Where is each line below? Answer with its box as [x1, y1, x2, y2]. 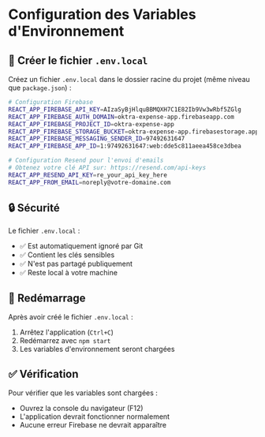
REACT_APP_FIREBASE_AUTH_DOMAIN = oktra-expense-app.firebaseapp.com [8, 113, 235, 121]
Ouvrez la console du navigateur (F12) [19, 404, 144, 413]
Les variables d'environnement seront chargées [19, 345, 175, 354]
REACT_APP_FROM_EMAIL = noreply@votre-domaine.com [8, 178, 171, 186]
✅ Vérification [8, 367, 79, 380]
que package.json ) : [8, 83, 72, 92]
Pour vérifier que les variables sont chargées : [8, 388, 158, 398]
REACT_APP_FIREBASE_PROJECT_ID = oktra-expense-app [8, 120, 175, 128]
